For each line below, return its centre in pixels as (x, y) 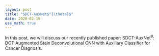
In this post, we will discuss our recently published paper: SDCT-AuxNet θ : (80, 37)
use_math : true (21, 23)
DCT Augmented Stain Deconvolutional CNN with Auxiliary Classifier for (78, 43)
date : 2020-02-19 (23, 19)
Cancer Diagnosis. (24, 48)
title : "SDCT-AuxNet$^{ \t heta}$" (39, 14)
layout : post (18, 9)
